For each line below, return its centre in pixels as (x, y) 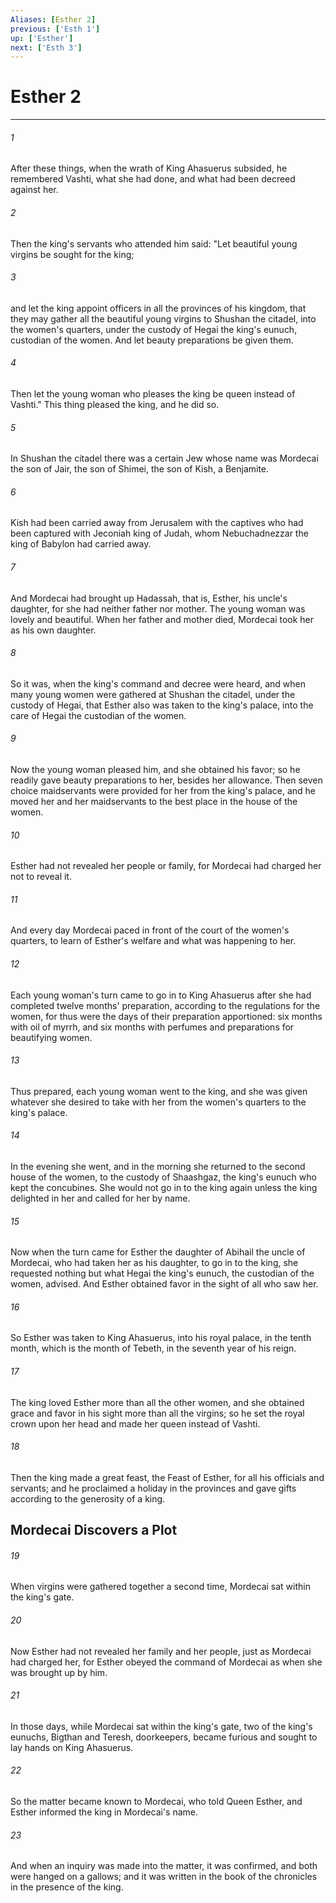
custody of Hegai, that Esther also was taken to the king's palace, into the (162, 705)
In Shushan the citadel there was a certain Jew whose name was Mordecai (164, 458)
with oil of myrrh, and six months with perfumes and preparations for (152, 1027)
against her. (34, 190)
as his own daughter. (53, 630)
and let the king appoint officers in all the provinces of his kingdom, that (158, 308)
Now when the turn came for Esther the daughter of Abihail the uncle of (158, 1252)
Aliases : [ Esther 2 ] (53, 19)
